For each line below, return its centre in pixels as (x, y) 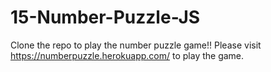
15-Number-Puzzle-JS (105, 17)
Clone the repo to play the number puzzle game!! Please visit (136, 45)
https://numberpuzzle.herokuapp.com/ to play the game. (127, 55)
